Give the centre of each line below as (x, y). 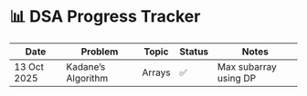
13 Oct (29, 66)
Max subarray (247, 66)
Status (194, 52)
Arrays (156, 72)
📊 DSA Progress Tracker (105, 17)
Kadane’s (86, 66)
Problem (100, 52)
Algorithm (87, 78)
